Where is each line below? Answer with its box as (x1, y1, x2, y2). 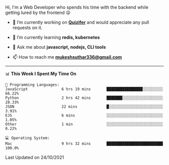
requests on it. (12, 25, 43, 31)
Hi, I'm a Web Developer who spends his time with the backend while (5, 5, 148, 10)
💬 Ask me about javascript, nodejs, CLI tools (12, 44, 106, 50)
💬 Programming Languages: (5, 82, 59, 87)
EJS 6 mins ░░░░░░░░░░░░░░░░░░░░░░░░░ (5, 113, 163, 118)
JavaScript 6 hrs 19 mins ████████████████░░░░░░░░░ (5, 87, 163, 92)
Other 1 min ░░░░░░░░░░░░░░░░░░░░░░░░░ (5, 122, 163, 127)
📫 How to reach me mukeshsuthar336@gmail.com (12, 54, 122, 60)
